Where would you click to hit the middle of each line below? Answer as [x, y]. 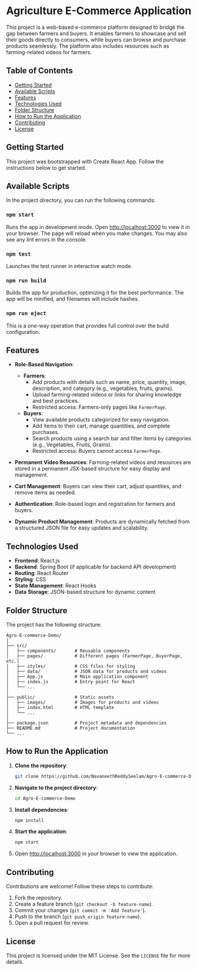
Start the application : [41, 832]
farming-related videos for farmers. [49, 52]
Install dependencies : [41, 810]
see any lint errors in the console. [46, 239]
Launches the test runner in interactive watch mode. [69, 266]
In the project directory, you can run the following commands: [81, 200]
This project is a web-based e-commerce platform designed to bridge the [95, 27]
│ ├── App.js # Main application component [77, 677]
